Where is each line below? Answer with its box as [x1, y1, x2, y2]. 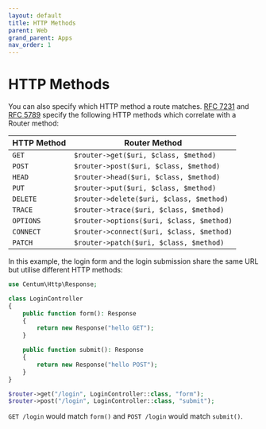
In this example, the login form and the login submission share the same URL [8, 257, 259, 266]
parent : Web [8, 26, 48, 34]
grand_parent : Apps [8, 33, 73, 42]
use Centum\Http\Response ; [8, 280, 98, 288]
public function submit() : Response [22, 346, 145, 354]
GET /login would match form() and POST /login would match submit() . [8, 412, 244, 421]
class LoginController [8, 295, 83, 303]
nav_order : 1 [8, 41, 52, 49]
